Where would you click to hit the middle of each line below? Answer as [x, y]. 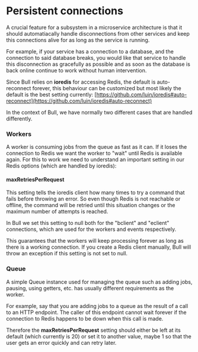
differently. [19, 118]
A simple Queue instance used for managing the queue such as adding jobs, [99, 282]
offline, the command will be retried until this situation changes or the [91, 205]
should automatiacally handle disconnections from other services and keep [98, 33]
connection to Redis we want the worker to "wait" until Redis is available [94, 153]
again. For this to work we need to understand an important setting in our [95, 160]
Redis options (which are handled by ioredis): [61, 166]
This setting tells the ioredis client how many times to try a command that [95, 193]
